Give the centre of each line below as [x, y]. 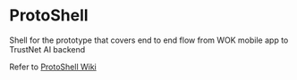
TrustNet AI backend [47, 49]
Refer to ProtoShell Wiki [53, 67]
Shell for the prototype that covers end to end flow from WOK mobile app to [149, 40]
